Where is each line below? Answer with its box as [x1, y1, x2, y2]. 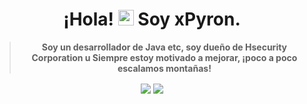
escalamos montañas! [117, 62, 212, 74]
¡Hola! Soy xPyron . [63, 8, 241, 31]
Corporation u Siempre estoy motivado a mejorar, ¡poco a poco [31, 51, 298, 63]
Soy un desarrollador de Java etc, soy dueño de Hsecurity [41, 41, 288, 53]
